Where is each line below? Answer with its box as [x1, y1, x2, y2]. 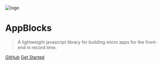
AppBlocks [5, 23, 52, 34]
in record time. [27, 44, 57, 50]
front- [145, 39, 157, 45]
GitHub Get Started [5, 54, 45, 60]
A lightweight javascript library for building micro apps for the [17, 39, 144, 45]
